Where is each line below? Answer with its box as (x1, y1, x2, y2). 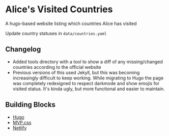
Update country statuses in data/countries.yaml (5, 30, 107, 36)
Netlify (12, 125, 27, 131)
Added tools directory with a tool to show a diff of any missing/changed (12, 59, 163, 65)
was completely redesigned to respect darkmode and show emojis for (12, 80, 160, 86)
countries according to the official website (12, 64, 101, 70)
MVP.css (12, 119, 32, 125)
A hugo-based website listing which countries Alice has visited (5, 20, 137, 26)
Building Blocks (5, 100, 56, 109)
